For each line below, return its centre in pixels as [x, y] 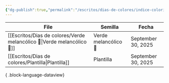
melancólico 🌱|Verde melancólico [47, 42]
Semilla [110, 27]
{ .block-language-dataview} [35, 75]
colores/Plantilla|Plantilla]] [39, 62]
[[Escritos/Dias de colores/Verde [47, 35]
